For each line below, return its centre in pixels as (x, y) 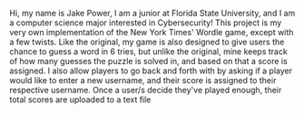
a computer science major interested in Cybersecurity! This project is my (146, 23)
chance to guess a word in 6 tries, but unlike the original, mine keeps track (148, 52)
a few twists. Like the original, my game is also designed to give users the (147, 42)
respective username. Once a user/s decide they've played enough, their (146, 90)
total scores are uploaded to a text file (80, 100)
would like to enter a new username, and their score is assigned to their (143, 80)
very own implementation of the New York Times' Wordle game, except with (152, 32)
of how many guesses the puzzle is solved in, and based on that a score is (148, 61)
